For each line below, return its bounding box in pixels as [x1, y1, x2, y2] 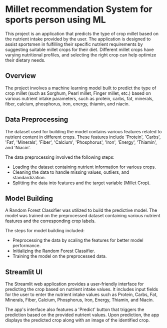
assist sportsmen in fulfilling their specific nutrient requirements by [5, 41, 143, 47]
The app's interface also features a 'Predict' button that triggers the [5, 307, 144, 313]
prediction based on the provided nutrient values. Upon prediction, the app [5, 312, 159, 318]
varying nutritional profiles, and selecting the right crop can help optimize [5, 51, 156, 58]
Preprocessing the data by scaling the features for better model [12, 237, 143, 243]
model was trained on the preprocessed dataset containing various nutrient [5, 213, 160, 219]
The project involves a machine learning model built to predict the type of [5, 85, 156, 91]
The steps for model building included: [5, 228, 85, 234]
